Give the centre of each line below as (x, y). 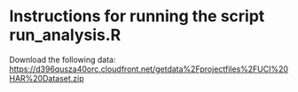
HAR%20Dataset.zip (47, 78)
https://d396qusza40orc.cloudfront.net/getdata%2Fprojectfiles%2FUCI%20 (149, 69)
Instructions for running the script (137, 16)
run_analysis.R (65, 35)
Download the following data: (63, 59)
